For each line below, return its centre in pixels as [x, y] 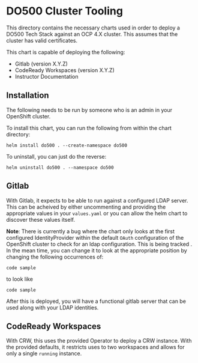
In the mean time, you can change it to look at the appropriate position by [97, 250]
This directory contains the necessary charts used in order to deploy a [93, 28]
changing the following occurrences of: [55, 257]
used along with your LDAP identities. [52, 307]
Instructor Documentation [47, 76]
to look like [19, 279]
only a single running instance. [44, 353]
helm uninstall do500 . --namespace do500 [60, 167]
